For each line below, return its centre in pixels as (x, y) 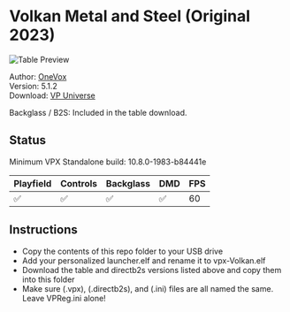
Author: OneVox (38, 76)
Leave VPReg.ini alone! (64, 298)
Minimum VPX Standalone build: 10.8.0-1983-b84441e (108, 162)
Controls (79, 183)
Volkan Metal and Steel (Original (130, 16)
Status (28, 140)
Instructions (43, 230)
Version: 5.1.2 (33, 86)
